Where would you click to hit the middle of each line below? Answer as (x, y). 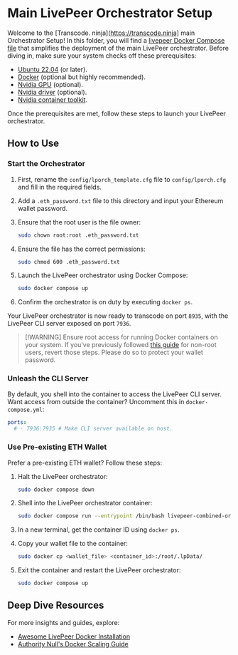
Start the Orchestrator (47, 164)
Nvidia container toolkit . (52, 99)
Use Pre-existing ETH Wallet (57, 447)
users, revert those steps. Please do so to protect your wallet (114, 352)
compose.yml (25, 410)
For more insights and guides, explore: (64, 622)
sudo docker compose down (56, 490)
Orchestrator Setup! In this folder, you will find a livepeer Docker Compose (116, 40)
